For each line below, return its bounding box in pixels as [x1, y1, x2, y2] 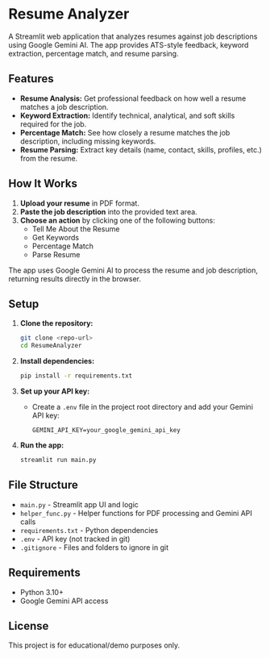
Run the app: [19, 440, 64, 450]
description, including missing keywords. [19, 136, 156, 146]
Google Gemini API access [19, 596, 109, 606]
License [8, 618, 49, 633]
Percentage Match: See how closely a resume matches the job [19, 127, 231, 137]
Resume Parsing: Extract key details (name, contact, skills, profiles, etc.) [19, 144, 262, 154]
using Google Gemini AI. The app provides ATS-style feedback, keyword [8, 40, 249, 49]
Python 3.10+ [19, 587, 64, 597]
